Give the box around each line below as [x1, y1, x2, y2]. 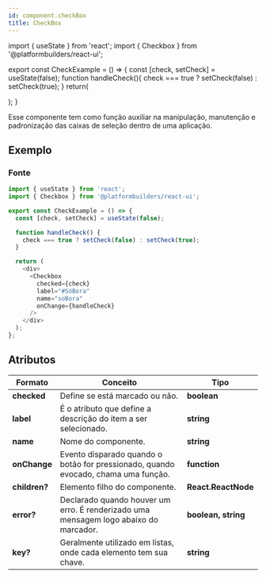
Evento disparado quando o [59, 449, 163, 460]
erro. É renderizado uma [59, 504, 150, 515]
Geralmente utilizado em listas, [59, 537, 174, 548]
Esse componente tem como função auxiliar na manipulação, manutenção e [8, 112, 256, 121]
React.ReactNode [186, 481, 254, 492]
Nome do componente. [59, 435, 146, 446]
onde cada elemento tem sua [59, 546, 169, 557]
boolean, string [186, 509, 245, 520]
